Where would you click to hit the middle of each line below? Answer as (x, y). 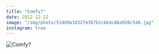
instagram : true (26, 28)
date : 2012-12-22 (27, 17)
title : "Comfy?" (26, 11)
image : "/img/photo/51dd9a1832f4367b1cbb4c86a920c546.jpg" (80, 22)
